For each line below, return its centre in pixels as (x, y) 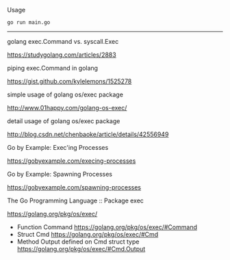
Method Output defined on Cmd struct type (78, 242)
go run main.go (29, 23)
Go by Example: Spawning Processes (60, 174)
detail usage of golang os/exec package (64, 121)
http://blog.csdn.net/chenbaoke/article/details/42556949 (88, 134)
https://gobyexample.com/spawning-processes (74, 187)
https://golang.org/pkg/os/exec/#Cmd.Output (81, 249)
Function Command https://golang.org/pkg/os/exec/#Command (107, 227)
